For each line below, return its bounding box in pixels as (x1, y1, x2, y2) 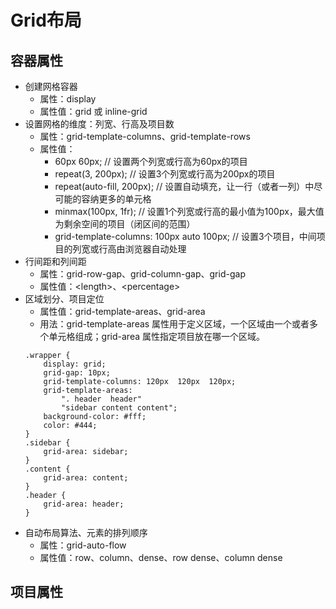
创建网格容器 (24, 81, 78, 92)
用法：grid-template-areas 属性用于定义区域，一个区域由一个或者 (39, 318, 310, 330)
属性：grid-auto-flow (39, 539, 127, 551)
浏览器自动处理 (124, 243, 187, 255)
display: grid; (43, 359, 107, 369)
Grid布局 (10, 9, 82, 32)
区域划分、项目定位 (24, 293, 105, 305)
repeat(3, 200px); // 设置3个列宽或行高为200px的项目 (54, 168, 276, 180)
